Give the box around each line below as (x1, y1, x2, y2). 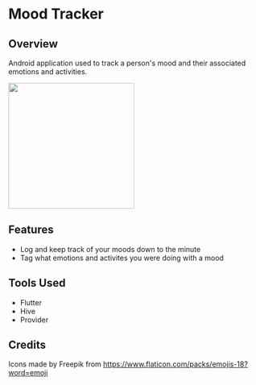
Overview (8, 37, 59, 51)
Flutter (19, 297, 43, 307)
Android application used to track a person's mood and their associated (8, 58, 246, 68)
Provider (19, 315, 49, 325)
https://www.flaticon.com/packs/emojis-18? (103, 359, 248, 369)
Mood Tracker (8, 5, 105, 23)
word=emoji (8, 368, 48, 378)
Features (8, 223, 54, 237)
